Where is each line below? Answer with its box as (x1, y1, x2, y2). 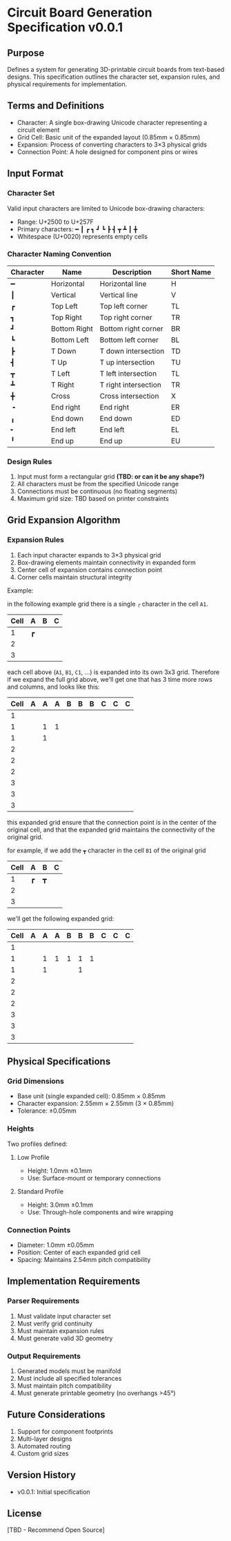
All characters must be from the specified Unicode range (17, 480, 179, 488)
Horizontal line (99, 278, 147, 288)
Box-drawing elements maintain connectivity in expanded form (17, 558, 197, 566)
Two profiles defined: (7, 1140, 68, 1148)
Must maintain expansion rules (17, 1326, 105, 1334)
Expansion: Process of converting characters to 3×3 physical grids (17, 140, 208, 149)
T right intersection (99, 380, 162, 390)
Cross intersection (99, 391, 159, 401)
